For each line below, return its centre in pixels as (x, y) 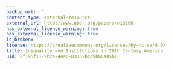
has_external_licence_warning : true (52, 28)
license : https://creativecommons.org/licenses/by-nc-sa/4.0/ (86, 46)
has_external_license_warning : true (52, 34)
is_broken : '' (24, 40)
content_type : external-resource (48, 17)
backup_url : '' (25, 12)
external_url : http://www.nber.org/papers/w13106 (70, 23)
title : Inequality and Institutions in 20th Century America (85, 51)
